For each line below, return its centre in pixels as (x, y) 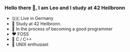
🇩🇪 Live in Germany (32, 18)
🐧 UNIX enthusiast (30, 44)
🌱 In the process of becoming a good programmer (62, 29)
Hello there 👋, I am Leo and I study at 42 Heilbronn (65, 8)
